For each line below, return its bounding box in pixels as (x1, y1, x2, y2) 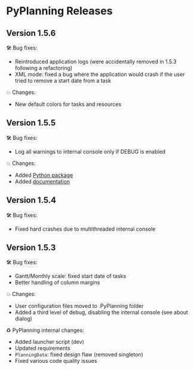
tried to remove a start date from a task (14, 77, 112, 84)
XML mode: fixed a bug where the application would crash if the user (14, 71, 185, 78)
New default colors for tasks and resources (14, 100, 122, 108)
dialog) (14, 315, 33, 322)
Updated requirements (14, 345, 70, 352)
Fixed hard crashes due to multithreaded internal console (14, 225, 156, 233)
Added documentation (14, 178, 70, 185)
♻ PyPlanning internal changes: (6, 327, 85, 334)
